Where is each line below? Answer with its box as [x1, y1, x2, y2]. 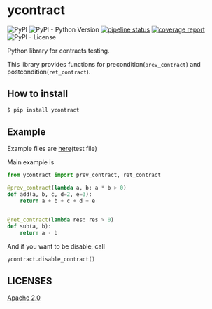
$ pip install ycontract [7, 106, 80, 114]
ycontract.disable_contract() [7, 256, 96, 263]
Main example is [7, 158, 55, 166]
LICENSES [7, 275, 52, 287]
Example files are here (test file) [7, 145, 98, 153]
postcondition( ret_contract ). [7, 67, 91, 76]
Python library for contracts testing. [7, 46, 110, 55]
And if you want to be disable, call [7, 242, 105, 251]
